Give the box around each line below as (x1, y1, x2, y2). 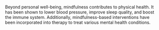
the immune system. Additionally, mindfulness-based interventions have (5, 15, 150, 20)
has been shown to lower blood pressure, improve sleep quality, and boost (5, 9, 155, 15)
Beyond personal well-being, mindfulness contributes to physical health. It (5, 4, 154, 10)
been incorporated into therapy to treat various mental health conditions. (5, 19, 151, 25)
